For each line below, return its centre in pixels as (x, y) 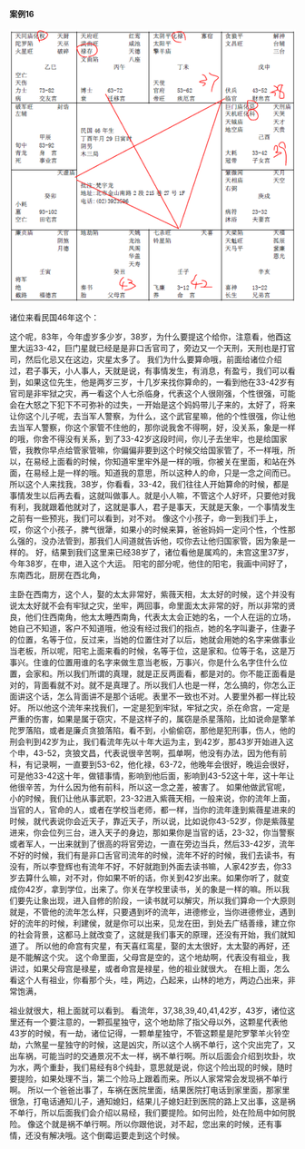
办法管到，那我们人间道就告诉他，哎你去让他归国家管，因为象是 (168, 541)
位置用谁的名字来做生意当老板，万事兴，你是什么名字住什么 (168, 663)
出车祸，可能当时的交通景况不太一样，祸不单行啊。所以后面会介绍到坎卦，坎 (152, 1056)
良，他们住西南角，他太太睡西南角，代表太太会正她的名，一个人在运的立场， (152, 617)
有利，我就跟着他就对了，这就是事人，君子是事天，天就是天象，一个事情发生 (152, 507)
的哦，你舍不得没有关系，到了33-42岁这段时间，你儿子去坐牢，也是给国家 (148, 439)
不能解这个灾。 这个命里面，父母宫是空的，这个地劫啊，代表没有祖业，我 (153, 957)
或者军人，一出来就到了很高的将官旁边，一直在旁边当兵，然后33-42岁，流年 (152, 844)
